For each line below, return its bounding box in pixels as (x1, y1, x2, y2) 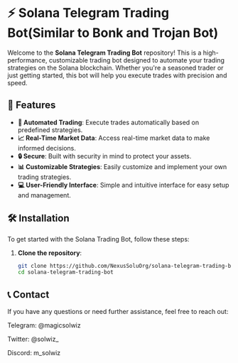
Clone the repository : (17, 249, 82, 257)
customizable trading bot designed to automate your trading (48, 55, 225, 64)
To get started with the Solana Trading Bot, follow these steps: (7, 234, 190, 243)
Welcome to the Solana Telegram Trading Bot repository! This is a (7, 48, 202, 57)
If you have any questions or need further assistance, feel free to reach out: (7, 308, 229, 316)
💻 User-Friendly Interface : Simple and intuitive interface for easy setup (17, 180, 229, 189)
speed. (7, 78, 28, 87)
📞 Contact (7, 288, 50, 300)
